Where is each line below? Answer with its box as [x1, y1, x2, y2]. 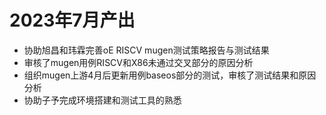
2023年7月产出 [9, 9, 136, 32]
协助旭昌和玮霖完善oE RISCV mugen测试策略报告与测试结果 [23, 44, 270, 56]
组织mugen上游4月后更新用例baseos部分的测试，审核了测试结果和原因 [23, 69, 317, 81]
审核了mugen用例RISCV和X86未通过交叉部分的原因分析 [23, 56, 254, 68]
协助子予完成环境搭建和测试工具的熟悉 [23, 94, 182, 106]
